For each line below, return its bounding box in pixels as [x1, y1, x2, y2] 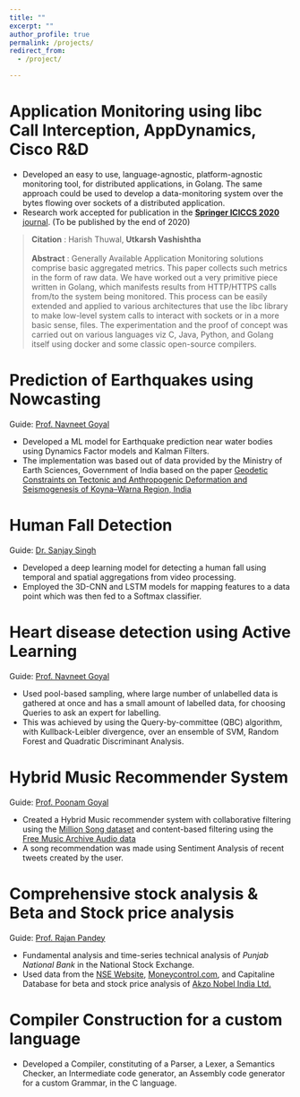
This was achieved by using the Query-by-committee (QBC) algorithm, [21, 716, 283, 727]
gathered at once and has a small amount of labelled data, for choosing [21, 697, 286, 708]
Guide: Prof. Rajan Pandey [9, 932, 106, 943]
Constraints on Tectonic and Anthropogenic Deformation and [21, 474, 248, 485]
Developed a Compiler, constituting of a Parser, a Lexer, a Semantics [21, 1058, 276, 1069]
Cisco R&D [9, 140, 90, 160]
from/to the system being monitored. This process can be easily [30, 290, 268, 301]
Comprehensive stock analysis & [9, 884, 259, 903]
